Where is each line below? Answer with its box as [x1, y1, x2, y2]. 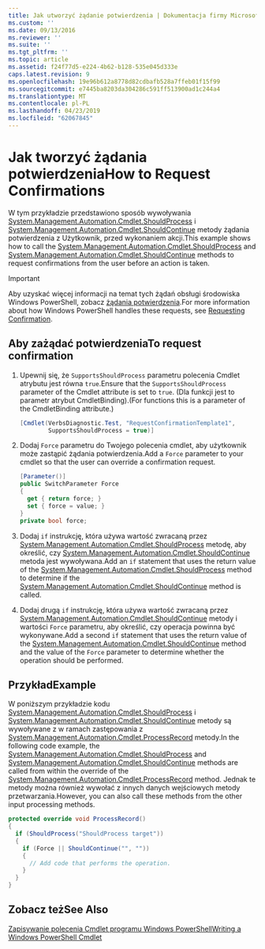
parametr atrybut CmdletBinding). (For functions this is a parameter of [19, 396, 246, 405]
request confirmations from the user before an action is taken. [8, 258, 211, 268]
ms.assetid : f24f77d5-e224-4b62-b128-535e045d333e [8, 63, 178, 71]
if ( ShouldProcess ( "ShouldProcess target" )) [15, 830, 164, 838]
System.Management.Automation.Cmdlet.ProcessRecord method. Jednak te [8, 775, 256, 784]
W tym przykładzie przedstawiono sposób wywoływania [8, 208, 192, 217]
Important [8, 273, 40, 283]
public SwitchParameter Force [19, 480, 120, 488]
